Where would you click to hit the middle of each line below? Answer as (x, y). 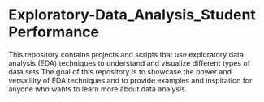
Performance (54, 32)
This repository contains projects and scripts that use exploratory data (126, 54)
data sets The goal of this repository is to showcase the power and (120, 71)
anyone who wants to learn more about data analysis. (98, 89)
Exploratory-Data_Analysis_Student (132, 15)
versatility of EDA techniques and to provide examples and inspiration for (130, 80)
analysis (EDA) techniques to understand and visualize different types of (129, 63)
